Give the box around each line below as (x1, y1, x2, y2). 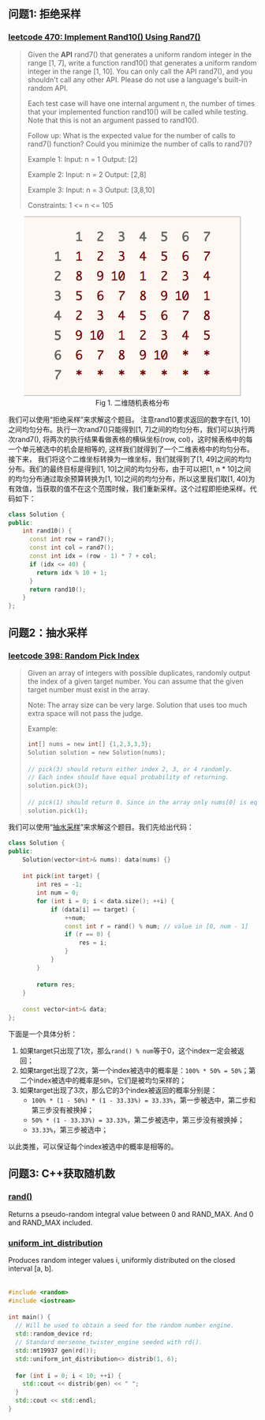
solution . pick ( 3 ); (27, 782, 88, 790)
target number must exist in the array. (27, 684, 150, 694)
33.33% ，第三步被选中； (31, 1125, 109, 1134)
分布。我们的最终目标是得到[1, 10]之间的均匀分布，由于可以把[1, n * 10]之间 (8, 464, 251, 473)
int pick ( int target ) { (22, 872, 101, 880)
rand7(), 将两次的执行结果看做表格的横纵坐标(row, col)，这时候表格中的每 (14, 434, 253, 444)
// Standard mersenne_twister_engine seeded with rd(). (15, 1339, 203, 1347)
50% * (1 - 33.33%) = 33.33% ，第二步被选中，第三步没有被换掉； (31, 1115, 244, 1124)
